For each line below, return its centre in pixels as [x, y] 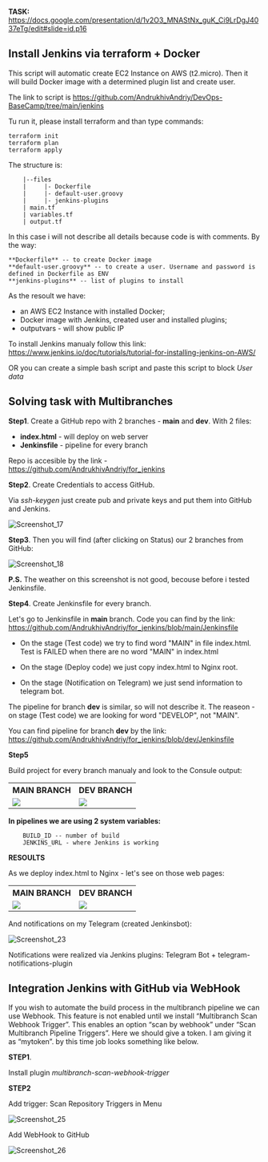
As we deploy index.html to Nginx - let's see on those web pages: [116, 873]
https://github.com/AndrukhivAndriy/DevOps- [148, 97]
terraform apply [35, 150]
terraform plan [34, 143]
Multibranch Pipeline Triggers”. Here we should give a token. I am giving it [130, 1033]
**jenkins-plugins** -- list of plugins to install [96, 281]
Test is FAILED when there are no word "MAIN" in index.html [119, 651]
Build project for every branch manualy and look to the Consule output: [125, 770]
